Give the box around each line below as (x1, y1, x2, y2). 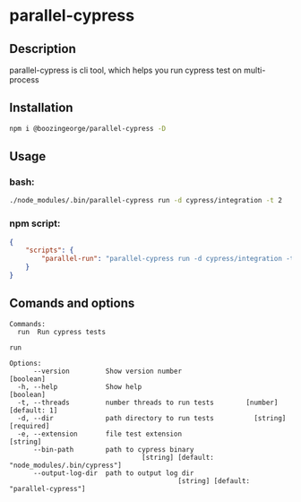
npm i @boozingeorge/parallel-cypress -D (9, 124, 167, 133)
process (9, 74, 39, 85)
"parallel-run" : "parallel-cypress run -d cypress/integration (41, 255, 282, 264)
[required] (9, 421, 50, 430)
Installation (9, 100, 73, 116)
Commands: (9, 319, 47, 328)
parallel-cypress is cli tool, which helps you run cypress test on (9, 65, 242, 75)
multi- (243, 65, 266, 75)
